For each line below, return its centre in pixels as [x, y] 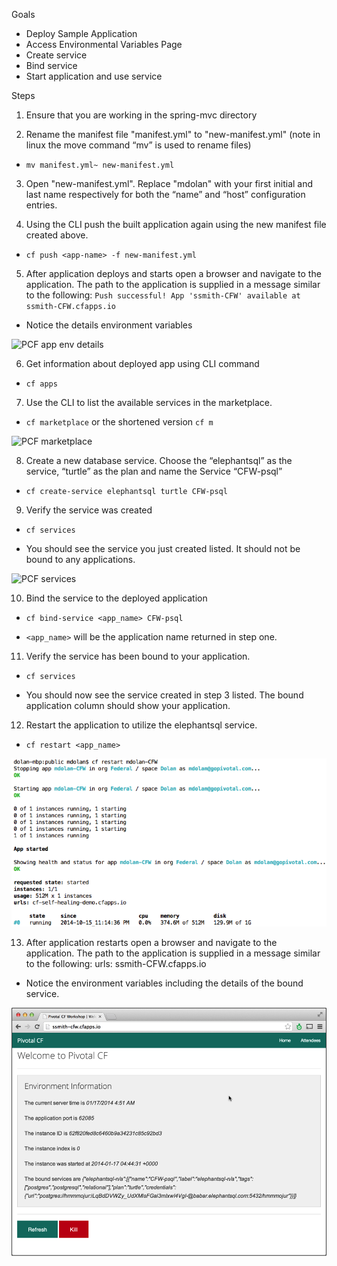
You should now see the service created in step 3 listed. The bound [164, 695]
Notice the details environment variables [109, 325]
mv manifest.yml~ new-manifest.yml [100, 165]
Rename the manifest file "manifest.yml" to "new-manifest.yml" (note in [173, 134]
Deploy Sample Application [81, 33]
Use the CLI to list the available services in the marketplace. [149, 402]
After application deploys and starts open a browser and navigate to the [173, 273]
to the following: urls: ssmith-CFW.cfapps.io [116, 963]
